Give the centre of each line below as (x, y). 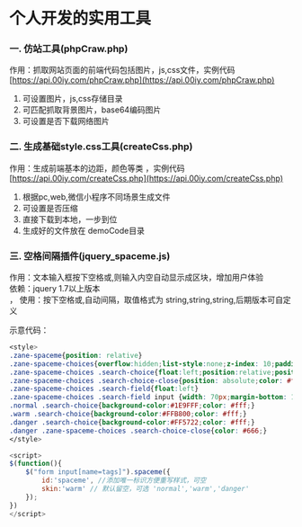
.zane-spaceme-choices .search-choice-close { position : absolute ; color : (146, 380)
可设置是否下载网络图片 (66, 121)
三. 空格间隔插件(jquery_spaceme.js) (90, 255)
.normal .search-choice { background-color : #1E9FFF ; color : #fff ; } (132, 406)
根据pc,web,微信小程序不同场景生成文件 (96, 197)
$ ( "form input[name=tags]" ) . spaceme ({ (98, 472)
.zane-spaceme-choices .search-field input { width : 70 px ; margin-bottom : (148, 397)
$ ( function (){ (36, 464)
